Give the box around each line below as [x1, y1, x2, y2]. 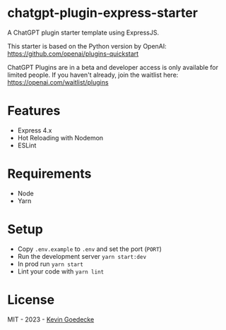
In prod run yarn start [17, 259, 83, 268]
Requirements [7, 166, 92, 182]
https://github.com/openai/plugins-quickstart [7, 49, 139, 58]
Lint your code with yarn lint [17, 267, 105, 276]
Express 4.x [17, 126, 52, 135]
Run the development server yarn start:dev [17, 252, 147, 260]
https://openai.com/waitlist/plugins [7, 78, 109, 86]
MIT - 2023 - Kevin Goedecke [7, 315, 95, 324]
